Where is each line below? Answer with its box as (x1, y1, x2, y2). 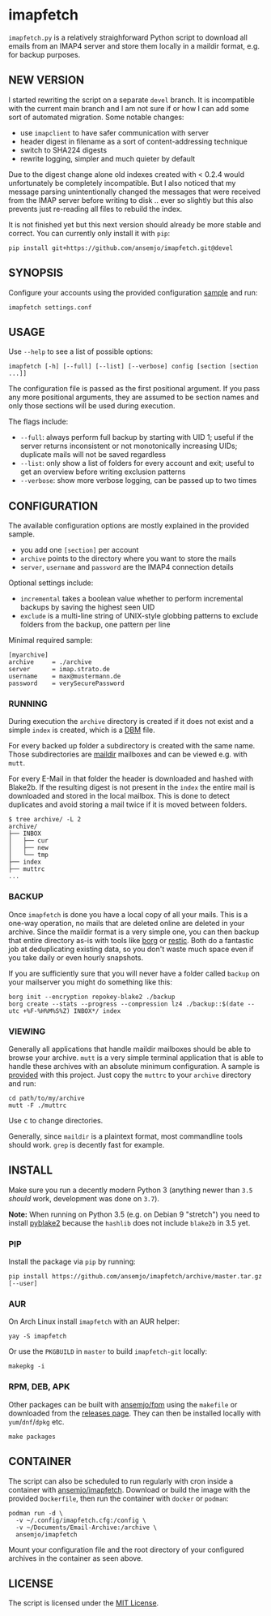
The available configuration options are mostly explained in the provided (8, 521, 249, 531)
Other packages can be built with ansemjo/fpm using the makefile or (8, 1399, 238, 1409)
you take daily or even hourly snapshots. (8, 952, 144, 963)
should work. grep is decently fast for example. (8, 1140, 165, 1150)
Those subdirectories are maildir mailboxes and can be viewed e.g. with (8, 749, 248, 760)
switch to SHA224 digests (19, 144, 108, 155)
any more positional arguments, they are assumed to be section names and (8, 392, 259, 403)
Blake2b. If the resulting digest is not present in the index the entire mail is (8, 782, 256, 792)
